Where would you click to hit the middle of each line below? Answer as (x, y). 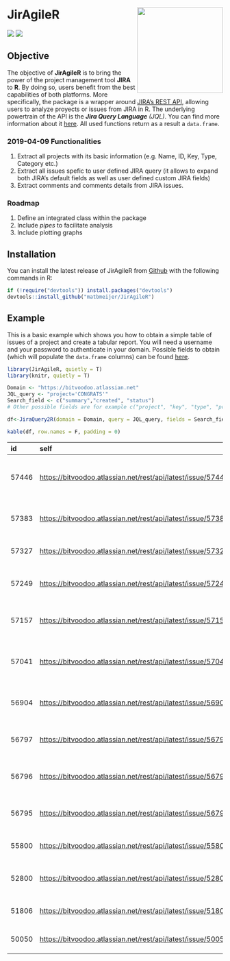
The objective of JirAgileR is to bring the (64, 73)
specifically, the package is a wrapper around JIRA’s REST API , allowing (108, 101)
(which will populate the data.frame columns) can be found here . (98, 356)
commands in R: (30, 278)
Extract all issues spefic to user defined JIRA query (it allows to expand (117, 171)
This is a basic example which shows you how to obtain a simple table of (110, 334)
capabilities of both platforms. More (57, 94)
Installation (31, 254)
